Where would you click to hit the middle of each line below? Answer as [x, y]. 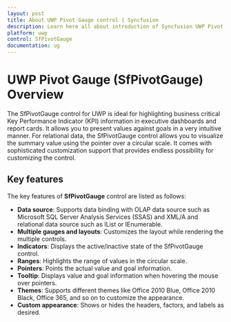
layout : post [26, 13]
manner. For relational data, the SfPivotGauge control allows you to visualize [115, 135]
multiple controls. [42, 238]
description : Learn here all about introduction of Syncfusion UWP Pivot [115, 26]
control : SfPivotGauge [40, 39]
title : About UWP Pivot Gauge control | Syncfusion [83, 20]
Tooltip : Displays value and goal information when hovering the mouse [118, 275]
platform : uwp [28, 33]
